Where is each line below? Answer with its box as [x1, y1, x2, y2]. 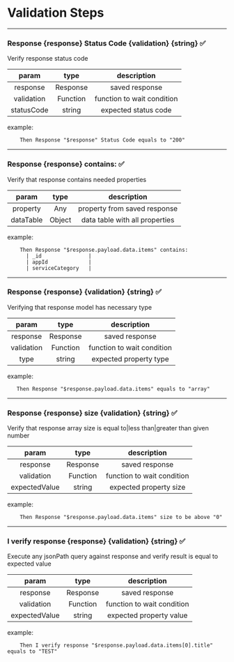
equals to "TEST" [7, 648, 58, 655]
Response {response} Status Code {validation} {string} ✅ [7, 38, 206, 48]
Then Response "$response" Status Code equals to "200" [19, 137, 186, 144]
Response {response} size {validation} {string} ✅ [7, 408, 178, 418]
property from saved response [77, 204, 178, 213]
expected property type [91, 354, 169, 363]
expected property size [109, 483, 186, 492]
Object [49, 215, 72, 225]
